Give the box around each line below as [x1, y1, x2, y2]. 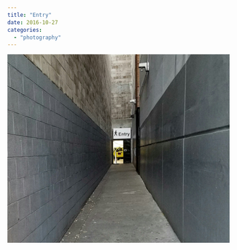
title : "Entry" [7, 11, 52, 18]
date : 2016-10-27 [7, 18, 59, 26]
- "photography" [13, 34, 61, 41]
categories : [7, 26, 42, 33]
